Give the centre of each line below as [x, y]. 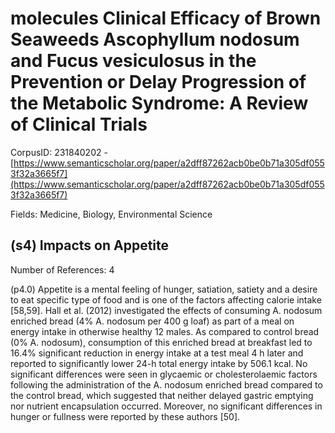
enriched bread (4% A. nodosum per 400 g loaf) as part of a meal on [152, 321]
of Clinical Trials [79, 124]
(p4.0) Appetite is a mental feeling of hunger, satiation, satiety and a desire [164, 289]
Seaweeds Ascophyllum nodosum [155, 39]
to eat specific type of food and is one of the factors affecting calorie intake [166, 299]
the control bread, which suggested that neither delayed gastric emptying [162, 395]
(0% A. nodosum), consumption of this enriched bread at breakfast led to [161, 342]
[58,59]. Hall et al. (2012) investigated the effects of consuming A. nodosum [166, 310]
